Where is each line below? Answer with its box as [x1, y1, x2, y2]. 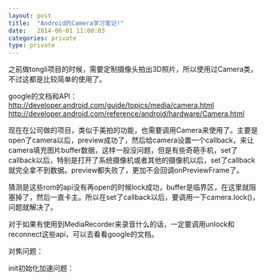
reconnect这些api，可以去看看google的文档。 [8, 230, 159, 239]
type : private [8, 42, 56, 50]
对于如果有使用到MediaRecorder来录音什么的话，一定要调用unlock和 [8, 219, 236, 229]
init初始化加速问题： [8, 263, 74, 273]
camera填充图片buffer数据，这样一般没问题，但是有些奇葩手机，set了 [8, 146, 238, 155]
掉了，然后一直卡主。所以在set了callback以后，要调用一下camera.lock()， [14, 193, 260, 202]
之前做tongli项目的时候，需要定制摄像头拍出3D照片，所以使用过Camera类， [8, 65, 258, 74]
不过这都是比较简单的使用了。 [8, 74, 106, 84]
